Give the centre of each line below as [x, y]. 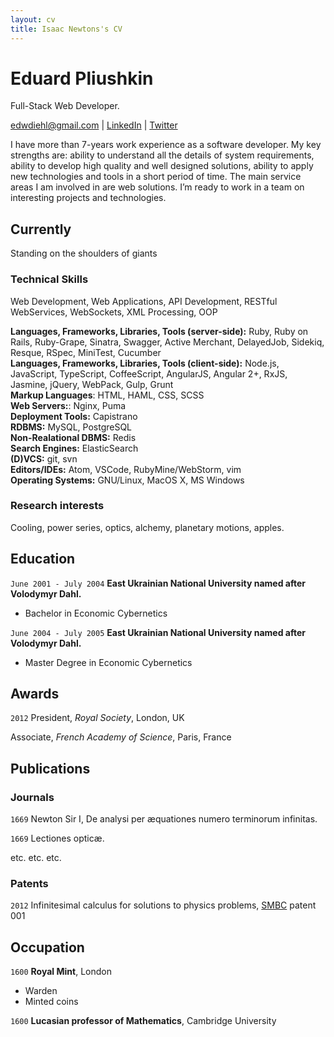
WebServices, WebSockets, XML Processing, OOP [114, 312]
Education [43, 559]
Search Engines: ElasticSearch [74, 448]
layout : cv [33, 19]
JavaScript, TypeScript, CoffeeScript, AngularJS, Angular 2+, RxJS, [149, 373]
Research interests [57, 506]
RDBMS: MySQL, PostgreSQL [71, 427]
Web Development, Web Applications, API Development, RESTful [144, 301]
